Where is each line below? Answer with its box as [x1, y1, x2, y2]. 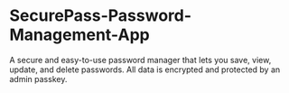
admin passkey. [9, 73, 68, 84]
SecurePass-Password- [9, 5, 192, 26]
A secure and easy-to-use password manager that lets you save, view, [9, 54, 272, 65]
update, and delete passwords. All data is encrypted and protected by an [9, 64, 281, 75]
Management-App [9, 24, 151, 45]
